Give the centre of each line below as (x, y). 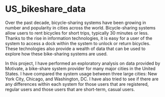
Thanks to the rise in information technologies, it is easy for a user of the (79, 38)
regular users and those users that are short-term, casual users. (70, 89)
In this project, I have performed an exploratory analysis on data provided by (83, 63)
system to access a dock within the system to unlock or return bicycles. (78, 43)
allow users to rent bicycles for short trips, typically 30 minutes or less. (77, 33)
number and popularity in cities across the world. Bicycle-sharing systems (81, 27)
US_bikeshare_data (46, 9)
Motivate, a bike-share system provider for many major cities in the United (81, 68)
